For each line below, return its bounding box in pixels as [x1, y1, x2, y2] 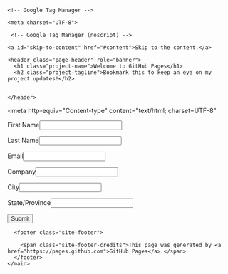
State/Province [7, 199, 51, 206]
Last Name [7, 136, 39, 144]
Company [7, 167, 36, 176]
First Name [7, 121, 40, 129]
